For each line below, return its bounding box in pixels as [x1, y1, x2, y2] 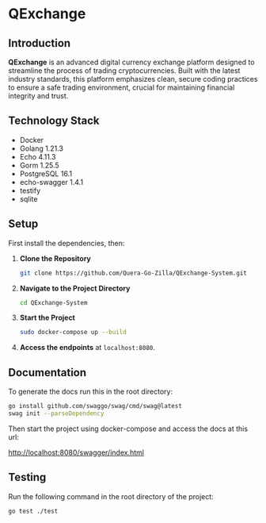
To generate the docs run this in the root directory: [8, 386, 173, 397]
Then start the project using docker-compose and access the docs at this [8, 424, 248, 433]
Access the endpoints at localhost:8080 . [19, 343, 156, 352]
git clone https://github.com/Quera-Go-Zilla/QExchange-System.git [19, 269, 247, 277]
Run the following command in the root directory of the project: [8, 491, 214, 501]
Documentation [8, 366, 87, 379]
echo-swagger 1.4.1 [19, 177, 84, 187]
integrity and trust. [8, 91, 69, 100]
